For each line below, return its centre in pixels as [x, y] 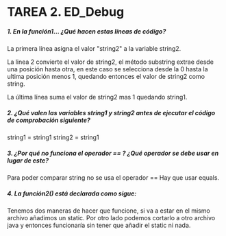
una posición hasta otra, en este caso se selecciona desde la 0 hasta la [108, 69]
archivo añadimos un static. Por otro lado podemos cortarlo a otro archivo [111, 218]
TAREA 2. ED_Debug [66, 12]
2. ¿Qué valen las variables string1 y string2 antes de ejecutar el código [111, 113]
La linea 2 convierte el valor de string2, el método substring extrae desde [111, 62]
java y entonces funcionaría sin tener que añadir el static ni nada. [99, 225]
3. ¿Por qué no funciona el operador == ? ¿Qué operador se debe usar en [113, 153]
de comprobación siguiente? [49, 120]
